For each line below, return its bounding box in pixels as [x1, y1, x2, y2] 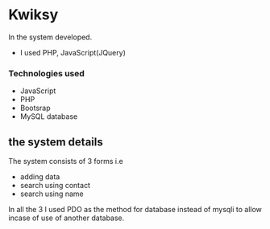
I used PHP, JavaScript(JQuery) [19, 47, 127, 57]
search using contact [19, 181, 91, 190]
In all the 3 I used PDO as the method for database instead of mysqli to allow [8, 205, 262, 215]
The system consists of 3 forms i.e [8, 157, 123, 166]
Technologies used [8, 67, 85, 79]
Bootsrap [19, 103, 51, 113]
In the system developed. [8, 32, 93, 42]
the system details [8, 135, 103, 149]
